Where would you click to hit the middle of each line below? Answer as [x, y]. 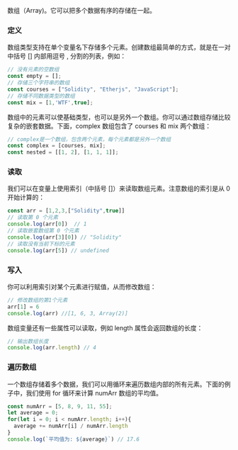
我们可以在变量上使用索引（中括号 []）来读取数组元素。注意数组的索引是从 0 [119, 189]
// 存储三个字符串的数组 [39, 83]
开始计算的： [26, 198]
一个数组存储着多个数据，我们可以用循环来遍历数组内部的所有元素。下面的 [116, 384]
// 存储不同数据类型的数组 [41, 96]
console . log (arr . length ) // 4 [52, 348]
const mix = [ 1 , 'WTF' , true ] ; [50, 102]
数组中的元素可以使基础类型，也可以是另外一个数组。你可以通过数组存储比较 [119, 117]
